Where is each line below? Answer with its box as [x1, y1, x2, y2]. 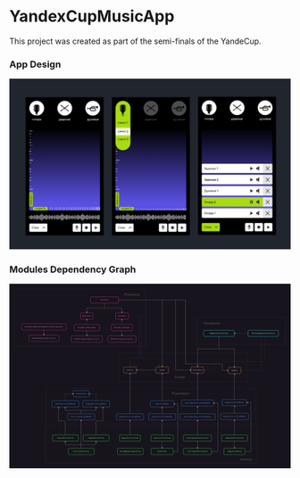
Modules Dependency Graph [9, 263, 137, 276]
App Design [9, 58, 62, 70]
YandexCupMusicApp [9, 6, 175, 27]
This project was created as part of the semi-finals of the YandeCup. [9, 36, 262, 46]
